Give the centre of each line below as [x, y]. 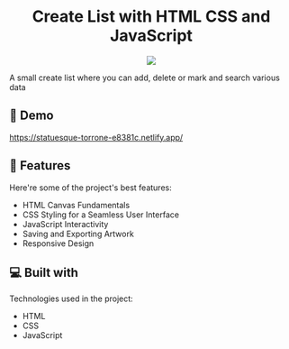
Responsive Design [58, 243]
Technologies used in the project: [71, 298]
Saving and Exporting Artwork [78, 234]
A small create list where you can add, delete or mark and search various [145, 78]
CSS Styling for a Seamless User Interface [101, 215]
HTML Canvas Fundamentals [76, 205]
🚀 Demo [32, 116]
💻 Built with [44, 272]
